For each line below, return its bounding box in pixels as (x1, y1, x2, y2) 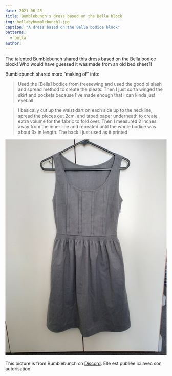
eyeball (17, 97, 33, 103)
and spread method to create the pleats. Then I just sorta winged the (17, 86, 163, 92)
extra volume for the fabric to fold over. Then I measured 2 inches (17, 118, 157, 124)
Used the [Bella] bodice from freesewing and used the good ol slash (17, 81, 162, 87)
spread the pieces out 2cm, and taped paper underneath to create (17, 112, 158, 119)
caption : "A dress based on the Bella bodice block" (5, 25, 120, 30)
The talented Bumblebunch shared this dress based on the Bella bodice (5, 55, 156, 62)
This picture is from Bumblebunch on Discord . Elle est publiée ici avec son (5, 360, 162, 366)
